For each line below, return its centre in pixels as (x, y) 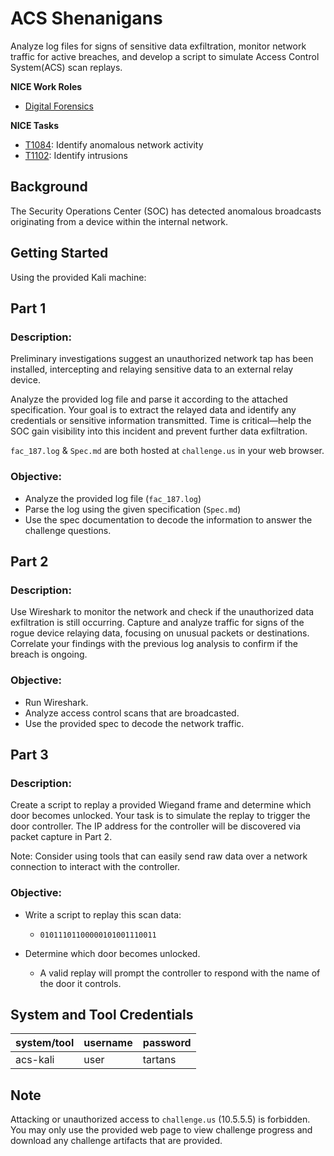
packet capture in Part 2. (61, 837)
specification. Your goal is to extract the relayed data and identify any (153, 410)
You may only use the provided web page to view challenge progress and (161, 1130)
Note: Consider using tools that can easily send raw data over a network (159, 856)
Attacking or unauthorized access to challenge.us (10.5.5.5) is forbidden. (160, 1119)
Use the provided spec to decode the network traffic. (134, 723)
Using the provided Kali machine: (78, 277)
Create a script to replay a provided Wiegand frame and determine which (161, 805)
